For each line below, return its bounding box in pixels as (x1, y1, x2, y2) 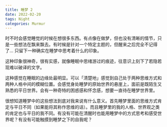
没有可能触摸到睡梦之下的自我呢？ (22, 117, 92, 123)
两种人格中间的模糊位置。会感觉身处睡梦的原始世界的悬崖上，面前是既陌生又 (5, 81, 162, 87)
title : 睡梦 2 (5, 7, 33, 12)
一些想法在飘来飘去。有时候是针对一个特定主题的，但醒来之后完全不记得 (9, 42, 158, 48)
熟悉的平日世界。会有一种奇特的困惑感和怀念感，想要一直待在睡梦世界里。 (5, 87, 158, 93)
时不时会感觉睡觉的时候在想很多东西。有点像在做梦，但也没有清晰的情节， (5, 35, 158, 41)
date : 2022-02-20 (5, 12, 41, 17)
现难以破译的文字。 (5, 64, 45, 70)
